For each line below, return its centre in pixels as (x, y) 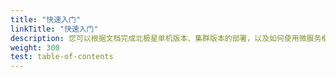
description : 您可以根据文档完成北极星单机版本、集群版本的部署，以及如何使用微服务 (166, 38)
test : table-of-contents (62, 57)
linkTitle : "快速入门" (54, 29)
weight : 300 (35, 47)
